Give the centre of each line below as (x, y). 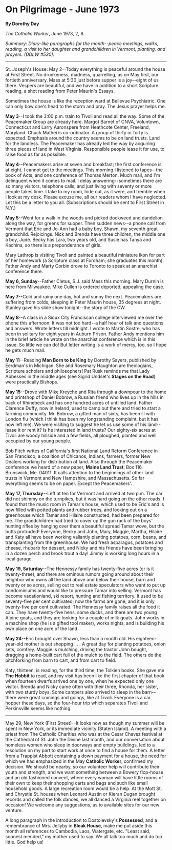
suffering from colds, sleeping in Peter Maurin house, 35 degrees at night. (83, 302)
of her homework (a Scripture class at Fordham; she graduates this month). (85, 260)
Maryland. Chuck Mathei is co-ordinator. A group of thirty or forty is (77, 132)
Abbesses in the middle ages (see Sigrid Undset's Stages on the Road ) (80, 376)
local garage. (19, 559)
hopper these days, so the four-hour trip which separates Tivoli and (77, 703)
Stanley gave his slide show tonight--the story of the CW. (66, 307)
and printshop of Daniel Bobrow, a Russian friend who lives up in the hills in (84, 397)
